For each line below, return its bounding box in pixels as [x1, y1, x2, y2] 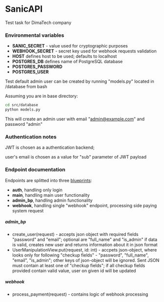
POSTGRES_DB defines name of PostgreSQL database [12, 59, 123, 65]
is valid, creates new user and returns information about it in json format [12, 241, 158, 248]
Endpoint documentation [5, 166, 66, 173]
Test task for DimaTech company [5, 20, 72, 25]
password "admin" [5, 121, 43, 127]
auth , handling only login [12, 187, 63, 193]
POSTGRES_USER [12, 69, 49, 75]
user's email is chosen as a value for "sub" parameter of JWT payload [5, 154, 147, 160]
